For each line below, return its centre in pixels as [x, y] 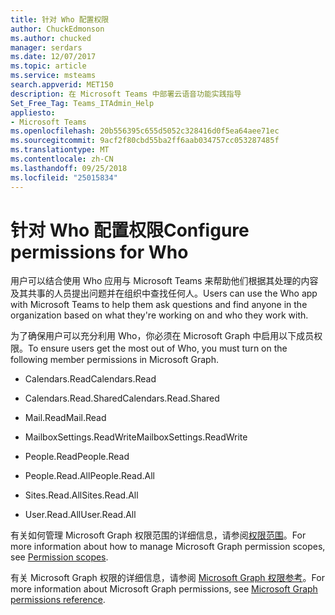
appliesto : [33, 112]
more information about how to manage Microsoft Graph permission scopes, [168, 547]
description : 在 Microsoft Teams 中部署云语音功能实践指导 [126, 94]
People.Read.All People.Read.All [89, 476]
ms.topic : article [48, 66]
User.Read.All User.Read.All [80, 515]
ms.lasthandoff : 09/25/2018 [69, 168]
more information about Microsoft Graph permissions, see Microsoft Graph [164, 589]
